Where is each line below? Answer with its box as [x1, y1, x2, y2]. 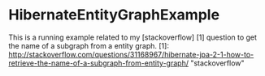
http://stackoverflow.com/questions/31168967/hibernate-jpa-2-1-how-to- [8, 49, 254, 59]
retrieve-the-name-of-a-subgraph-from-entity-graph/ [8, 58, 189, 68]
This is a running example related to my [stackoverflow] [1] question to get [8, 32, 258, 42]
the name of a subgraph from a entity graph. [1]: [8, 40, 169, 50]
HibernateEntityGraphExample [8, 6, 220, 24]
